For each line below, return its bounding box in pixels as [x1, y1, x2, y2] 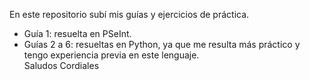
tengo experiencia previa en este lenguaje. [23, 49, 200, 61]
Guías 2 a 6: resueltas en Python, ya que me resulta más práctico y [23, 39, 301, 50]
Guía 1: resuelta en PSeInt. [23, 28, 132, 39]
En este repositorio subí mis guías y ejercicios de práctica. [9, 9, 250, 20]
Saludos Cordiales [23, 60, 100, 71]
